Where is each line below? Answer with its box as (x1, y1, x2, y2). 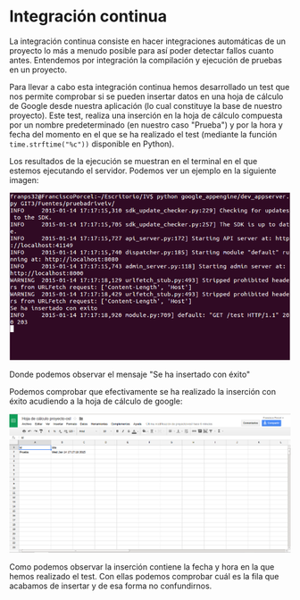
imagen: (9, 174, 39, 185)
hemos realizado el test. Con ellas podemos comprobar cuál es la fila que (9, 571, 279, 582)
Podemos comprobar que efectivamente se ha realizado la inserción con (9, 387, 277, 397)
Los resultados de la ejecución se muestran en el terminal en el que (9, 155, 258, 166)
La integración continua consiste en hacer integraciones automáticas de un (9, 36, 287, 46)
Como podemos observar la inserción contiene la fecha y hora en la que (9, 562, 275, 572)
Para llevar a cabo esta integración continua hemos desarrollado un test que (9, 81, 290, 92)
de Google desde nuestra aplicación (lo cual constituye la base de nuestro (9, 100, 283, 111)
